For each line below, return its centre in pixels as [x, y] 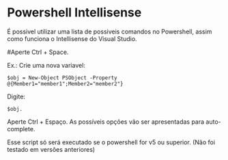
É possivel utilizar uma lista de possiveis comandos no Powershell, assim [110, 31]
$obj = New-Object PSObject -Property [62, 78]
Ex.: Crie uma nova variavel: [46, 65]
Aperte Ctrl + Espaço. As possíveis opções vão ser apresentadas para [106, 122]
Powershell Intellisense [74, 13]
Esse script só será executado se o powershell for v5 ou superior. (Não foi [111, 142]
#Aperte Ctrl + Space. [38, 52]
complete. [21, 129]
